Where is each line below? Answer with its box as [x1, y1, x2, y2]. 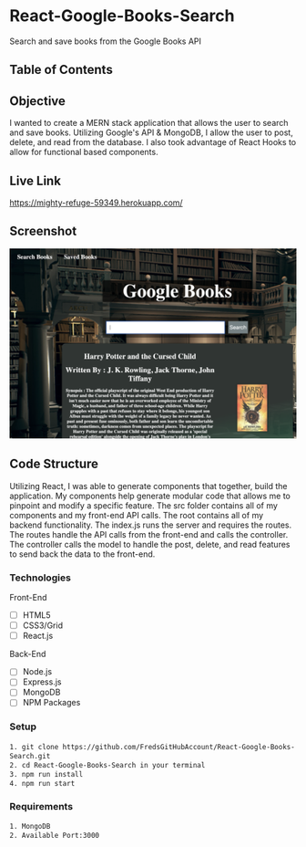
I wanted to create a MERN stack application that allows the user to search [9, 118, 289, 129]
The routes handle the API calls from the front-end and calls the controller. [9, 528, 289, 539]
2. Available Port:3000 [9, 831, 100, 841]
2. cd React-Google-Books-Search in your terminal [9, 760, 206, 769]
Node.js [22, 666, 53, 677]
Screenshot [9, 224, 77, 239]
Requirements [9, 800, 74, 812]
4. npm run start [9, 779, 76, 788]
